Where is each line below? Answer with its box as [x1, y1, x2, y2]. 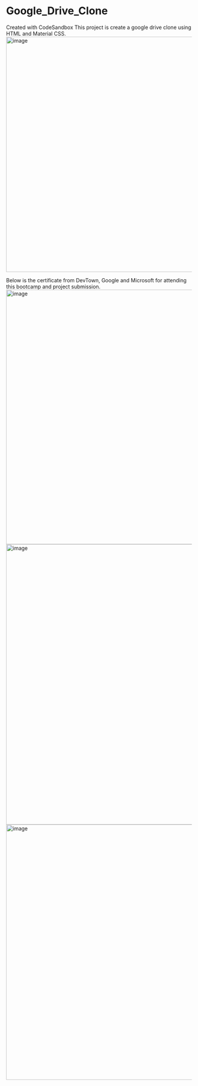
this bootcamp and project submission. [6, 283, 101, 290]
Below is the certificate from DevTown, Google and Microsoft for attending [6, 276, 187, 283]
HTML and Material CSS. [6, 30, 66, 37]
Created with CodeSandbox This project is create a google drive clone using [6, 24, 192, 31]
